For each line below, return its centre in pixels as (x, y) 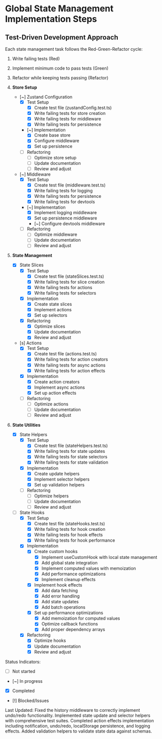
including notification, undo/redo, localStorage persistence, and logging (78, 726)
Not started (24, 671)
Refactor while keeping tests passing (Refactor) (60, 78)
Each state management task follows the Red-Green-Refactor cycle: (74, 49)
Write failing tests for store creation (70, 113)
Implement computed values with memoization (89, 568)
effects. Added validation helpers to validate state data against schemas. (79, 731)
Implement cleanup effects (68, 579)
